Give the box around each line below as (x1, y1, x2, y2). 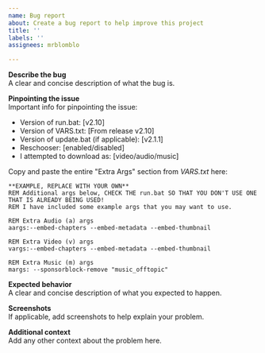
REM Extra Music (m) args (8, 259, 94, 267)
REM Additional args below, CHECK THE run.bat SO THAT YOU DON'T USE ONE (8, 189, 258, 197)
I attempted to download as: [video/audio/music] (19, 152, 179, 161)
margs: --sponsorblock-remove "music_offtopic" (8, 266, 169, 274)
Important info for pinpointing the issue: (8, 103, 138, 112)
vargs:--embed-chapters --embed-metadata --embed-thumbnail (8, 245, 212, 253)
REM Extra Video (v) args (8, 238, 94, 246)
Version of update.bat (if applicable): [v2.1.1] (19, 134, 164, 144)
